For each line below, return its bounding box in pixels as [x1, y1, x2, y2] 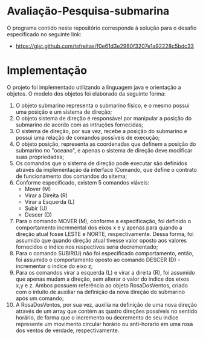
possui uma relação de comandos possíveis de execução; [15, 134, 160, 141]
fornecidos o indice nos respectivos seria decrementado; [15, 243, 158, 250]
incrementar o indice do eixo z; [15, 262, 93, 270]
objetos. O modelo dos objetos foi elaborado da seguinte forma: [7, 90, 166, 97]
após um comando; [15, 295, 64, 302]
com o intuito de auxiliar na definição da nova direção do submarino [15, 288, 185, 295]
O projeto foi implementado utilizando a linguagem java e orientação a [7, 83, 181, 91]
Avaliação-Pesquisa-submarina [7, 4, 170, 18]
